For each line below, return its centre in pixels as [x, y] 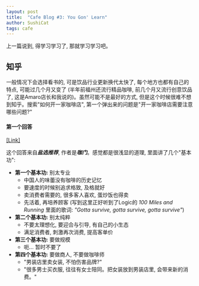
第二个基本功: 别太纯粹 [42, 217]
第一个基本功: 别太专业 [42, 173]
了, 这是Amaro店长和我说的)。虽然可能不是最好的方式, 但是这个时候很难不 [96, 97]
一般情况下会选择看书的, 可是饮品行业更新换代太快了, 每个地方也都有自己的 [97, 82]
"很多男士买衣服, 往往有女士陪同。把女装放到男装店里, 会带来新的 [103, 269]
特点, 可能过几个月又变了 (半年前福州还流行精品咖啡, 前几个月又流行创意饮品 [99, 89]
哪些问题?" [19, 112]
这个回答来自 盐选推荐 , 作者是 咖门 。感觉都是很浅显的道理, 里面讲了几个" [94, 153]
